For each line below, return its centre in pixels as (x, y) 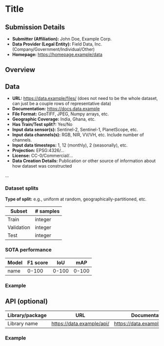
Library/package (27, 315)
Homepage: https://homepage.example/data (57, 54)
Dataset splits (22, 188)
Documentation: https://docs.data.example (56, 109)
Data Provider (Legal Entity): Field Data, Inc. (57, 44)
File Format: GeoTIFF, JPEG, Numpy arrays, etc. (60, 114)
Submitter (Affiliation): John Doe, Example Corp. (62, 39)
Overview (20, 70)
